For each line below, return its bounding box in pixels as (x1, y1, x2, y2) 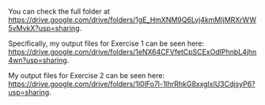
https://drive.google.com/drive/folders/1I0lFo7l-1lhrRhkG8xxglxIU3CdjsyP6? (8, 79, 256, 88)
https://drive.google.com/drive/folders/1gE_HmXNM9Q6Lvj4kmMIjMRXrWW (8, 15, 257, 24)
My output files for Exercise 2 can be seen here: (8, 71, 165, 80)
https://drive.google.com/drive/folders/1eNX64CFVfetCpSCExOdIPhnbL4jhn (8, 47, 257, 56)
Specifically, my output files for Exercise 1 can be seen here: (8, 39, 204, 48)
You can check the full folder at (8, 7, 111, 16)
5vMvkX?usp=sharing (8, 24, 80, 32)
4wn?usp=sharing (8, 55, 67, 65)
